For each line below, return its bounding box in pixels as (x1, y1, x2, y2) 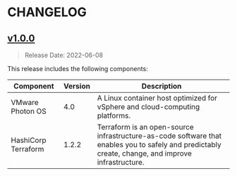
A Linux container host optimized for (97, 93, 217, 103)
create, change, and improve (97, 149, 193, 158)
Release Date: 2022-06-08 (24, 51, 104, 59)
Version (63, 82, 90, 91)
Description (141, 82, 182, 91)
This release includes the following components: (7, 65, 148, 73)
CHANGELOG (7, 4, 87, 20)
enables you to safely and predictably (97, 140, 221, 149)
